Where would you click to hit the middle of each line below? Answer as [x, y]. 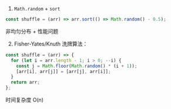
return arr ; [26, 82]
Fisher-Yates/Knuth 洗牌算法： [51, 44]
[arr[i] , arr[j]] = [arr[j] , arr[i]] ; [63, 71]
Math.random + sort [37, 9]
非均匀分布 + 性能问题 [32, 31]
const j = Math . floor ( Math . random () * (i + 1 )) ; [77, 66]
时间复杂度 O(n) [25, 100]
